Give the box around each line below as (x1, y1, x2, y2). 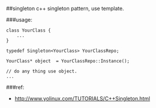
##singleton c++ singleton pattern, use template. (6, 5, 124, 12)
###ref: (6, 84, 25, 90)
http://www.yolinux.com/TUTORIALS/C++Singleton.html (14, 95, 151, 102)
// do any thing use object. (6, 68, 77, 74)
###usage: (6, 16, 32, 23)
